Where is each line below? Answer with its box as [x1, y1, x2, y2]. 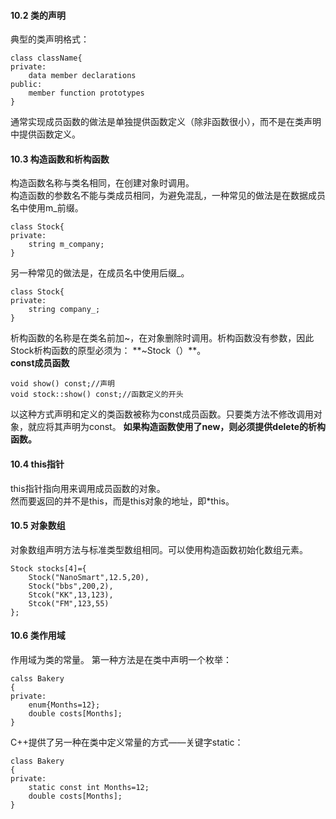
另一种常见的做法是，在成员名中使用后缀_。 [10, 267, 190, 279]
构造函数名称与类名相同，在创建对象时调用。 [10, 177, 195, 189]
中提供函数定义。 [10, 128, 81, 140]
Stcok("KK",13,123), [28, 590, 114, 600]
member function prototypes [28, 88, 145, 99]
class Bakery [10, 756, 65, 767]
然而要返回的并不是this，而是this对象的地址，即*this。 [10, 495, 235, 507]
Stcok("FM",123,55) [28, 598, 110, 609]
